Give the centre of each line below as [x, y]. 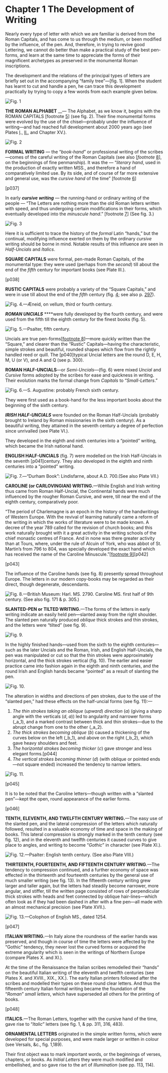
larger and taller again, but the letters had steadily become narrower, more [82, 886]
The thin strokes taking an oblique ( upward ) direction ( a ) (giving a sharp [87, 711]
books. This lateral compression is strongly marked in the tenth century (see [84, 834]
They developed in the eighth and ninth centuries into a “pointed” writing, [81, 441]
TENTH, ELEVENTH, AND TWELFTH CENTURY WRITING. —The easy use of [84, 818]
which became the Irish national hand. [45, 446]
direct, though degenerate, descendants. [47, 584]
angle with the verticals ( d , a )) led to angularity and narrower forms [82, 716]
